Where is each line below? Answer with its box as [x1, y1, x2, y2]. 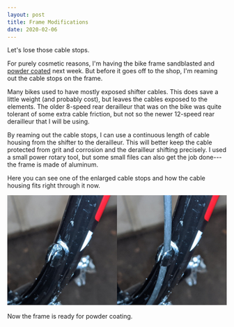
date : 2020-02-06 [7, 26, 58, 33]
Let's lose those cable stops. [7, 46, 90, 54]
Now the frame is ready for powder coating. [7, 312, 133, 321]
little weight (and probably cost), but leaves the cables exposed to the [7, 95, 208, 104]
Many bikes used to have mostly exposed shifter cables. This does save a [7, 88, 219, 96]
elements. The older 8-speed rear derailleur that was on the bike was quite [7, 102, 221, 111]
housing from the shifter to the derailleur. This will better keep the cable [7, 138, 212, 146]
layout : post [7, 11, 45, 18]
